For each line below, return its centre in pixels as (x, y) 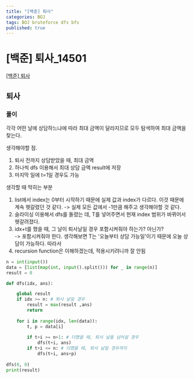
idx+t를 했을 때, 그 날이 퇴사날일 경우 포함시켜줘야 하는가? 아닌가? (89, 229)
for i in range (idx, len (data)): (57, 321)
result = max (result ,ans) (60, 305)
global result (33, 294)
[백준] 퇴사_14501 (46, 58)
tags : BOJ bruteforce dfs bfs (43, 22)
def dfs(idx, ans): (30, 283)
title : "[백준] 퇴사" (30, 11)
